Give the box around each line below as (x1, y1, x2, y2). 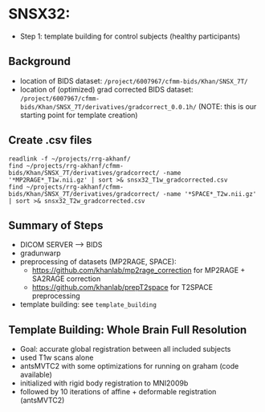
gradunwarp (19, 248, 62, 258)
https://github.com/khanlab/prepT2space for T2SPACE (31, 283, 214, 292)
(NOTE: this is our (198, 101, 257, 111)
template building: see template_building (19, 300, 157, 309)
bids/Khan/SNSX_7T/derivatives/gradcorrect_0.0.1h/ (19, 103, 197, 111)
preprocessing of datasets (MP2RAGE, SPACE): (19, 257, 177, 267)
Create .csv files (8, 133, 92, 147)
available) (19, 370, 52, 380)
